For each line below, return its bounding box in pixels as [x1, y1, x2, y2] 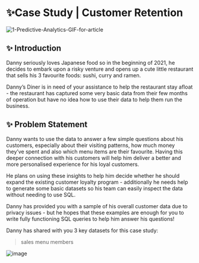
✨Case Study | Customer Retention [6, 6, 183, 20]
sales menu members [20, 238, 74, 245]
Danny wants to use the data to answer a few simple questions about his [6, 135, 184, 142]
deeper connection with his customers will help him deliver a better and [6, 154, 181, 161]
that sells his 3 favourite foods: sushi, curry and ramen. [6, 71, 141, 79]
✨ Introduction [6, 43, 61, 54]
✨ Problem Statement [6, 120, 88, 130]
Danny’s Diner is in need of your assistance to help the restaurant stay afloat [6, 83, 193, 90]
